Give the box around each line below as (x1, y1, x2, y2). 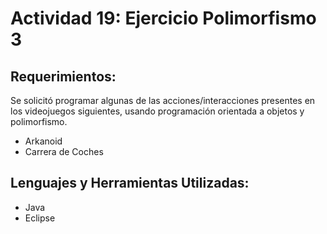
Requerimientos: (10, 68, 117, 85)
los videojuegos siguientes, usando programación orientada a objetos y (10, 105, 305, 117)
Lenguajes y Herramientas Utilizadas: (10, 175, 250, 192)
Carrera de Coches (24, 146, 104, 157)
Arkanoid (24, 135, 63, 147)
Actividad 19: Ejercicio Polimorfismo (10, 7, 317, 30)
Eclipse (24, 212, 56, 224)
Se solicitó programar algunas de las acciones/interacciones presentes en (10, 95, 316, 106)
